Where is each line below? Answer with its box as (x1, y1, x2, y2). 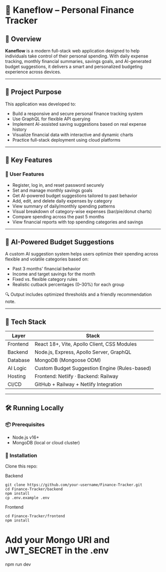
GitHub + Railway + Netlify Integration (34, 381, 123, 388)
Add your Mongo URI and (5, 534, 110, 546)
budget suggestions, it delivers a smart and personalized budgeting (5, 64, 143, 69)
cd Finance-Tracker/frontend (5, 514, 65, 519)
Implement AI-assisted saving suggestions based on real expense (12, 121, 147, 127)
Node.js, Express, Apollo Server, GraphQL (34, 349, 132, 356)
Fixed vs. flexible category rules (12, 276, 78, 282)
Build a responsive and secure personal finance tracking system (12, 110, 143, 116)
